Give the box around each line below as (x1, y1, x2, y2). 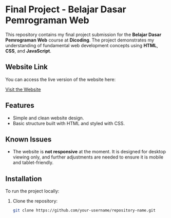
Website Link (5, 63, 48, 71)
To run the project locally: (5, 188, 60, 194)
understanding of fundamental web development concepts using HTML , (5, 42, 158, 48)
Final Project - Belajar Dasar (5, 4, 127, 15)
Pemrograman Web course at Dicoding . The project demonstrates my (5, 37, 155, 43)
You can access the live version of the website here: (5, 76, 116, 83)
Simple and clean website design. (12, 114, 84, 121)
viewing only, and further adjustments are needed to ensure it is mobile (12, 154, 163, 160)
